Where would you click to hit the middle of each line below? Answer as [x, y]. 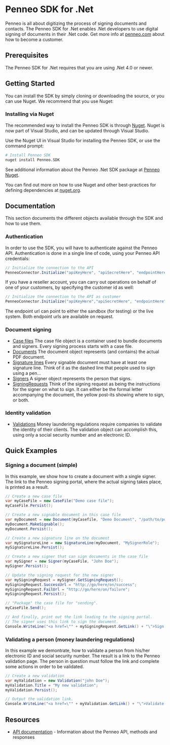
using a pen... [27, 373]
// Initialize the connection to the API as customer [63, 297]
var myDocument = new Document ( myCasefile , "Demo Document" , [71, 520]
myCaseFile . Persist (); [29, 506]
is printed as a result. [27, 487]
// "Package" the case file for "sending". [52, 603]
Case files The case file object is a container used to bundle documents [87, 341]
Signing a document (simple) [41, 465]
